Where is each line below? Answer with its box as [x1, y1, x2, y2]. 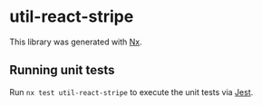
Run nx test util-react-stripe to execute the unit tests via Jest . [9, 86, 254, 97]
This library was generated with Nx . [9, 36, 142, 47]
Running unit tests [9, 63, 115, 78]
